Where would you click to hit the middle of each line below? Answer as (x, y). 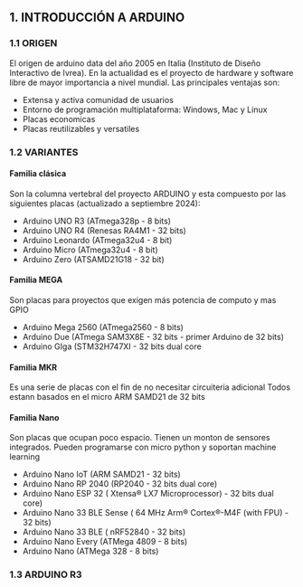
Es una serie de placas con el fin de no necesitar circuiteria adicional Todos (150, 387)
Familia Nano (34, 417)
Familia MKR (33, 367)
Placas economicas (59, 118)
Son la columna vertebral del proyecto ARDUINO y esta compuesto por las (148, 194)
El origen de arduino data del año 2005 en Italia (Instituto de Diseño (135, 63)
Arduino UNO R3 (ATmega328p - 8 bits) (97, 221)
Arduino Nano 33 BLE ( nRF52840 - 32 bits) (104, 532)
